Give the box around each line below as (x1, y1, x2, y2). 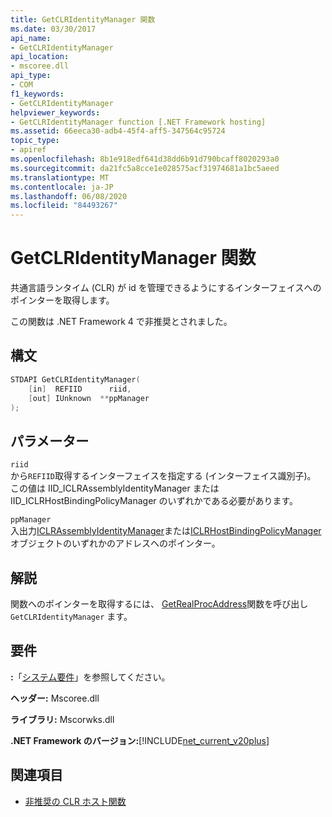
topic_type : (10, 136, 60, 146)
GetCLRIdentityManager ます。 (10, 611, 133, 622)
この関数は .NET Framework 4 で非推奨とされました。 (10, 316, 233, 328)
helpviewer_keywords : (10, 107, 101, 118)
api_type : (10, 71, 52, 81)
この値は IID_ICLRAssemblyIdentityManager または (10, 482, 220, 495)
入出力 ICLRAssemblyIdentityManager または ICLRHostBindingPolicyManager (10, 525, 322, 537)
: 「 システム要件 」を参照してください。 (10, 671, 171, 683)
